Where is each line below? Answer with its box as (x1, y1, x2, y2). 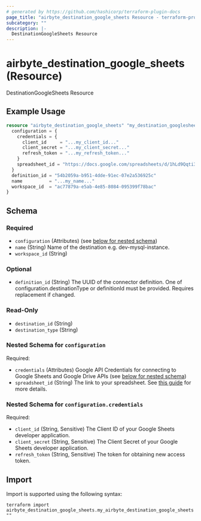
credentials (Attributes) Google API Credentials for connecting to (14, 366, 176, 373)
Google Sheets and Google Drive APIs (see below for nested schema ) (14, 372, 187, 380)
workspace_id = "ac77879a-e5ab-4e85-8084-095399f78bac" (11, 184, 157, 190)
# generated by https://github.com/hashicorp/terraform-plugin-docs (6, 8, 181, 15)
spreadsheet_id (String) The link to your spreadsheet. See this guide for (14, 379, 191, 386)
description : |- (6, 25, 47, 32)
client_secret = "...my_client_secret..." (22, 145, 130, 151)
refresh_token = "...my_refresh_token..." (22, 150, 130, 156)
